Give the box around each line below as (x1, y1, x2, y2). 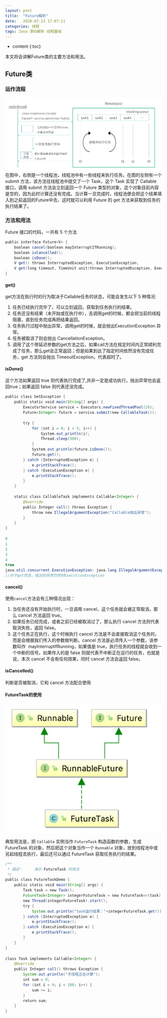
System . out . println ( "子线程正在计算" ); (23, 972, 100, 977)
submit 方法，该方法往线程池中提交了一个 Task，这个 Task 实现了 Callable (5, 178, 157, 184)
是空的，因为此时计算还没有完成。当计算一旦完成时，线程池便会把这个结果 (5, 190, 158, 196)
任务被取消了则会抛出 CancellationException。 (12, 336, 108, 341)
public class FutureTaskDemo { (5, 877, 70, 882)
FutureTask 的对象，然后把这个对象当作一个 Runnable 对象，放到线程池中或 (5, 845, 158, 850)
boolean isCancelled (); (14, 250, 64, 255)
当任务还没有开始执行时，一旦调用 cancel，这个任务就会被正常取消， (12, 606, 154, 612)
